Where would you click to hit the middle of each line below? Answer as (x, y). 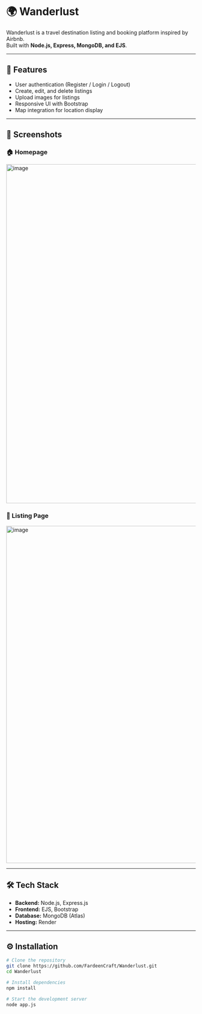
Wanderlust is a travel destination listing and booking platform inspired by (97, 32)
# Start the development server (47, 999)
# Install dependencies (36, 982)
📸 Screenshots (34, 135)
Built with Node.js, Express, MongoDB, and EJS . (67, 45)
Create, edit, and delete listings (54, 90)
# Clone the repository (36, 960)
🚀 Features (27, 70)
